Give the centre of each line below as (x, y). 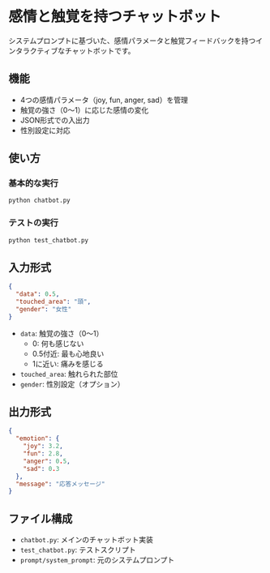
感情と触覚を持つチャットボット (115, 17)
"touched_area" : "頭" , (54, 302)
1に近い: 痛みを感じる (68, 363)
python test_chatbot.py (49, 240)
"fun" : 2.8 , (43, 454)
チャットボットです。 (100, 50)
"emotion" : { (38, 438)
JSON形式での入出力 (55, 120)
